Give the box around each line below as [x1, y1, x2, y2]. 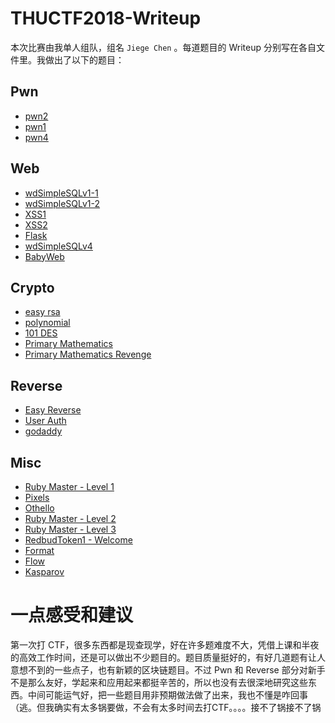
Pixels [24, 492, 50, 503]
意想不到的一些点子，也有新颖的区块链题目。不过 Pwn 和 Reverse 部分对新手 [10, 663, 326, 676]
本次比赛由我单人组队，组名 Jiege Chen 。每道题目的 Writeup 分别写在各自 [10, 41, 317, 53]
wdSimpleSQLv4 [24, 240, 93, 252]
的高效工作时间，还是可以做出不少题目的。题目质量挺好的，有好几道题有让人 [10, 651, 326, 663]
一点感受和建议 [10, 604, 134, 627]
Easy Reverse [24, 404, 82, 416]
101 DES [24, 327, 58, 339]
